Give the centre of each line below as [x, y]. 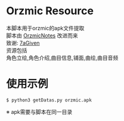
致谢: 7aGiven [23, 43]
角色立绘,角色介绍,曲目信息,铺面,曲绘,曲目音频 [62, 58]
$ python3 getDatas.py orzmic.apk [49, 100]
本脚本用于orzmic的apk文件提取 [45, 28]
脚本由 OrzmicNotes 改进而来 [42, 35]
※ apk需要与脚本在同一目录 [39, 112]
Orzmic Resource [50, 11]
